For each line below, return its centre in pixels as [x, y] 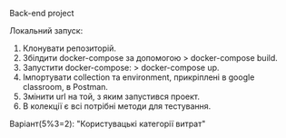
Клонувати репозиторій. [69, 48]
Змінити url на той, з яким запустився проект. [111, 96]
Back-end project [42, 13]
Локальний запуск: [46, 30]
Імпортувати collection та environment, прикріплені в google [138, 77]
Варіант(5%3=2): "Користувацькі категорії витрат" [108, 123]
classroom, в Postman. [65, 87]
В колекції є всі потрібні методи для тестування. [117, 106]
